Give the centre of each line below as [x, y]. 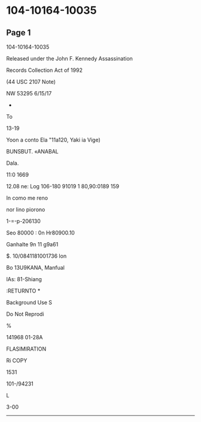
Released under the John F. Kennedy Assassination [70, 58]
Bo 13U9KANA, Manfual [35, 268]
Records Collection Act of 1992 [44, 70]
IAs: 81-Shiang [24, 279]
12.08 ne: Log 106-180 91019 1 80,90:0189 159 [63, 186]
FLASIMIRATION [26, 349]
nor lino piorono [26, 210]
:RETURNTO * [23, 291]
